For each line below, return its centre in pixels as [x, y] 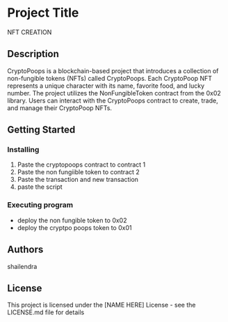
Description [33, 54]
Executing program [40, 205]
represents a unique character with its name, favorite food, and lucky [106, 86]
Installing [23, 150]
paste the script [40, 187]
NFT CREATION [30, 32]
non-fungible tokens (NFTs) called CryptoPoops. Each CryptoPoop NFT [110, 78]
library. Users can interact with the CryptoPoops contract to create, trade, [113, 100]
